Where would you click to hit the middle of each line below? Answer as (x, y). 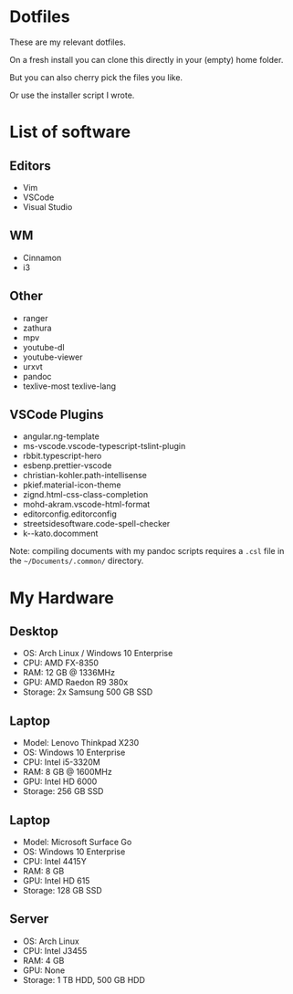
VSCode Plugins (57, 414)
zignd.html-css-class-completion (85, 495)
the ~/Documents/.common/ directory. (77, 561)
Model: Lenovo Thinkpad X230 (81, 743)
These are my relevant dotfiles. (68, 42)
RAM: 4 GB (43, 960)
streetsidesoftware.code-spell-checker (96, 524)
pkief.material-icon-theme (72, 485)
